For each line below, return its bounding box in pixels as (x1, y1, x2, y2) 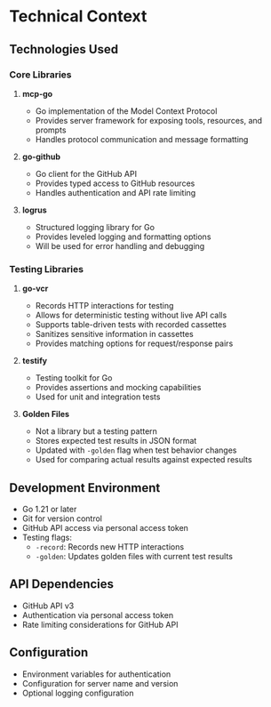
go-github (21, 151, 60, 162)
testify (21, 356, 47, 366)
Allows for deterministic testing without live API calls (35, 309, 227, 321)
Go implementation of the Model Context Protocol (35, 105, 218, 116)
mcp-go (21, 88, 53, 99)
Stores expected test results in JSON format (35, 436, 197, 446)
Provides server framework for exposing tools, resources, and (35, 115, 263, 125)
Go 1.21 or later (21, 503, 77, 514)
